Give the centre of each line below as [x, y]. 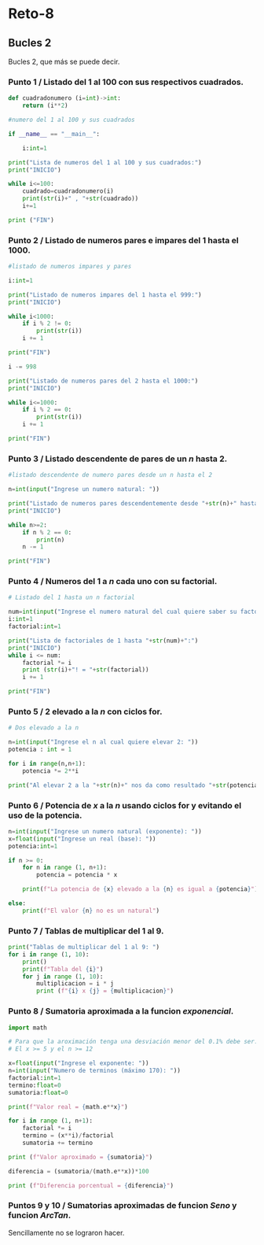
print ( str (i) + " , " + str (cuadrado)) [81, 199]
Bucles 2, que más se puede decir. [64, 61]
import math [27, 1028]
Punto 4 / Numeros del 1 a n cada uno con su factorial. [113, 582]
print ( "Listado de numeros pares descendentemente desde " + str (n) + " [123, 504]
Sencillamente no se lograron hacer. [66, 1232]
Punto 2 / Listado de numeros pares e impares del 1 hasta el [123, 240]
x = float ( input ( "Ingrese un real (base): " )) [82, 839]
